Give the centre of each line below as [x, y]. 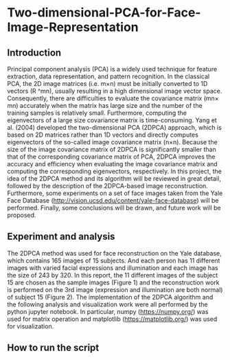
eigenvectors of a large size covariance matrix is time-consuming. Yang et [112, 120]
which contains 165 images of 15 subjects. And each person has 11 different [114, 260]
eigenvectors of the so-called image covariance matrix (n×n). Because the [112, 142]
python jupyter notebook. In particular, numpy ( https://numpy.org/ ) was [108, 311]
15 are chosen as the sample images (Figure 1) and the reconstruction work [113, 282]
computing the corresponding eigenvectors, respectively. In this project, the [114, 171]
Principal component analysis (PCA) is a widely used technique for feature [112, 69]
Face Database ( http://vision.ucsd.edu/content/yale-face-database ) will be [113, 200]
